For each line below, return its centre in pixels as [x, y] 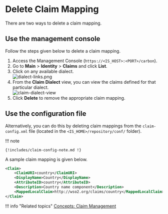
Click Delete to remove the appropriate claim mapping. [69, 98]
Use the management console [53, 39]
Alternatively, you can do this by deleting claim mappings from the [73, 126]
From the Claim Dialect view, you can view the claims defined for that [84, 82]
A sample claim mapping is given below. [46, 159]
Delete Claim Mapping [52, 9]
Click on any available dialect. [43, 71]
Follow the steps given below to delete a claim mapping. [63, 51]
